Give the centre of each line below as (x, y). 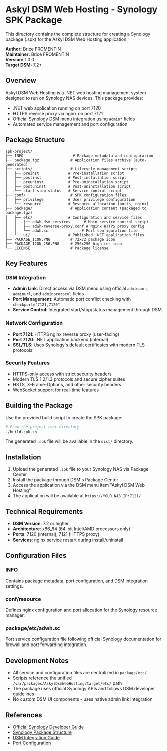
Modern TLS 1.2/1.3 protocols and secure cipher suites (69, 379)
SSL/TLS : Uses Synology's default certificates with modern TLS (79, 345)
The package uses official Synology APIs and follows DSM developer (84, 689)
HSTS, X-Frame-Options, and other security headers (67, 384)
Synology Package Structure (42, 732)
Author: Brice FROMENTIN (33, 49)
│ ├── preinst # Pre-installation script (65, 173)
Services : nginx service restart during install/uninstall (68, 540)
